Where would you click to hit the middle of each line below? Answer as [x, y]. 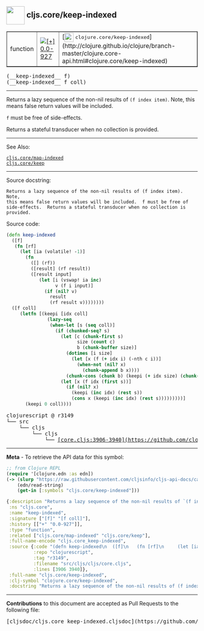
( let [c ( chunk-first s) [92, 336]
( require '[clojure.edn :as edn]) [50, 474]
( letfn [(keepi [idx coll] [54, 314]
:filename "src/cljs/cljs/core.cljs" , [82, 564]
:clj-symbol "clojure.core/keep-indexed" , [63, 581]
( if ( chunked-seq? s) [83, 331]
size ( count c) [96, 342]
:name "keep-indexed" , [38, 513]
